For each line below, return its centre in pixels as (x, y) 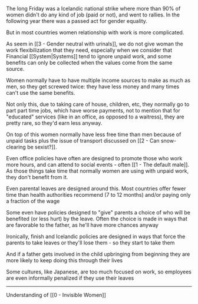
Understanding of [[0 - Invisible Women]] (56, 295)
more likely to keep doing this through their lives (64, 260)
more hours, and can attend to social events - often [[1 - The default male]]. (98, 165)
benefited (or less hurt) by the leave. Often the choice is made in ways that (97, 219)
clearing (16, 147)
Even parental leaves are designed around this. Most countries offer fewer (96, 189)
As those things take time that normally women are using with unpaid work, (98, 171)
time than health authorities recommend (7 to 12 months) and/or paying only (98, 195)
